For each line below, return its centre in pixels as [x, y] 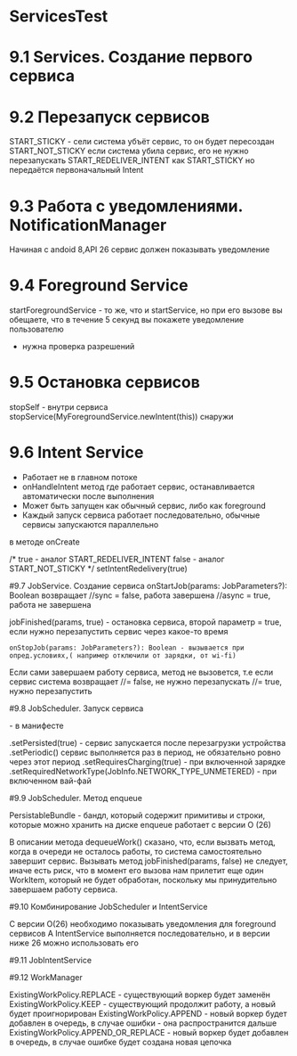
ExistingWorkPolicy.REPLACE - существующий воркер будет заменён [140, 995]
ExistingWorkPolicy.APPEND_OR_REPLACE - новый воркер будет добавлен [149, 1033]
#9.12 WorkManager [46, 978]
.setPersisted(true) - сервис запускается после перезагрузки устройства [148, 743]
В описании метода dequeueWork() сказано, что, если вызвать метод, [142, 842]
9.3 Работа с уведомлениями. [126, 206]
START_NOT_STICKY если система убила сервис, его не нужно [129, 151]
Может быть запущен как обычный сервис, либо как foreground [144, 506]
